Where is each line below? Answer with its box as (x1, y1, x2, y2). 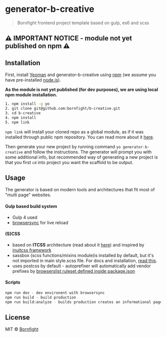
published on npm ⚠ (5, 42, 70, 50)
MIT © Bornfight (5, 326, 39, 332)
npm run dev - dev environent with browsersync (5, 290, 105, 295)
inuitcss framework (12, 247, 52, 253)
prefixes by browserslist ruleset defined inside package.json (12, 268, 135, 274)
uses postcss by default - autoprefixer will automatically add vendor (12, 263, 151, 269)
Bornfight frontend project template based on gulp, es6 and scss (17, 20, 149, 26)
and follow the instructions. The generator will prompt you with (24, 149, 152, 155)
